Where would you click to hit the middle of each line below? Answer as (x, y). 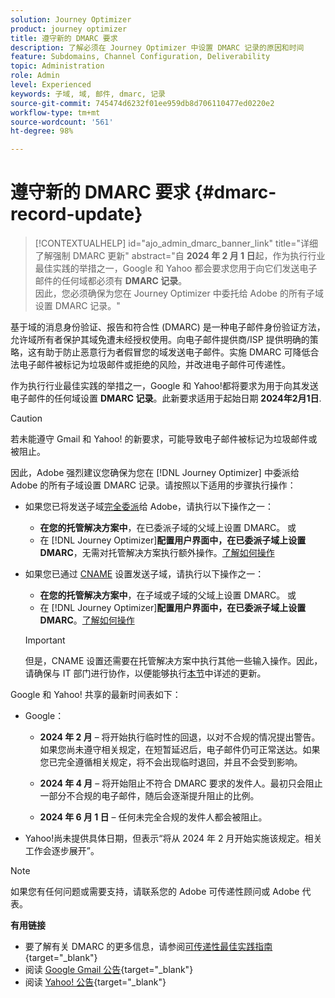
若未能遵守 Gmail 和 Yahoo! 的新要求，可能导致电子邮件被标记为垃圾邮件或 (164, 439)
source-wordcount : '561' (62, 122)
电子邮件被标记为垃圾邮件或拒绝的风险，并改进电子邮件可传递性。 (154, 365)
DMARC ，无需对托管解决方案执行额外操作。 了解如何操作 (157, 553)
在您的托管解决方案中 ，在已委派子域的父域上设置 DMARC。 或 (168, 528)
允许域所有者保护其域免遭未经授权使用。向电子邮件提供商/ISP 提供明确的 (160, 340)
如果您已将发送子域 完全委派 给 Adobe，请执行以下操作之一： (149, 507)
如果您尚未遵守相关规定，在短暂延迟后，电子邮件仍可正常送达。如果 (180, 750)
